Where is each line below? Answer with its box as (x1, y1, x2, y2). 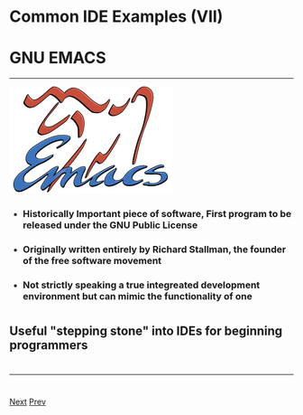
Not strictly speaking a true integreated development (22, 278, 261, 291)
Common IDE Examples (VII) (9, 6, 224, 27)
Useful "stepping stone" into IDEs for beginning (9, 324, 283, 339)
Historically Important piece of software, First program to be (22, 208, 292, 221)
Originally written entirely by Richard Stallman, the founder (22, 242, 287, 255)
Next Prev (9, 396, 47, 408)
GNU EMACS (9, 48, 106, 69)
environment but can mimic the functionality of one (22, 289, 252, 302)
